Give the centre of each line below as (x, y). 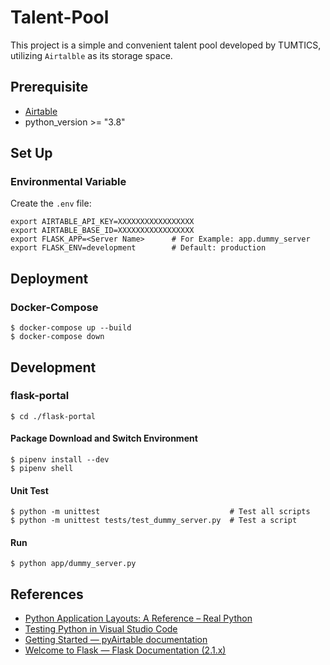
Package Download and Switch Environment (104, 438)
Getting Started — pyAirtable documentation (116, 640)
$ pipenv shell (42, 469)
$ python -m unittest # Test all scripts (160, 512)
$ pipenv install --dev (60, 460)
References (47, 594)
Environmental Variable (68, 182)
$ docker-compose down (57, 337)
